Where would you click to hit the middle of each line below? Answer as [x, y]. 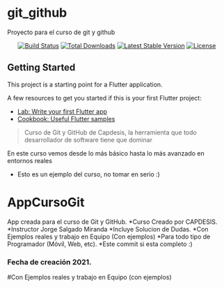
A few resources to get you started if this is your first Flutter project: [104, 98]
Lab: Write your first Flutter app [62, 111]
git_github [37, 13]
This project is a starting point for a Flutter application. [85, 84]
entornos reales [30, 160]
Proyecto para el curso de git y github [61, 32]
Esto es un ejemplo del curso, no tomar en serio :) [88, 174]
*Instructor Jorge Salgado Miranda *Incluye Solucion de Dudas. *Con [108, 229]
